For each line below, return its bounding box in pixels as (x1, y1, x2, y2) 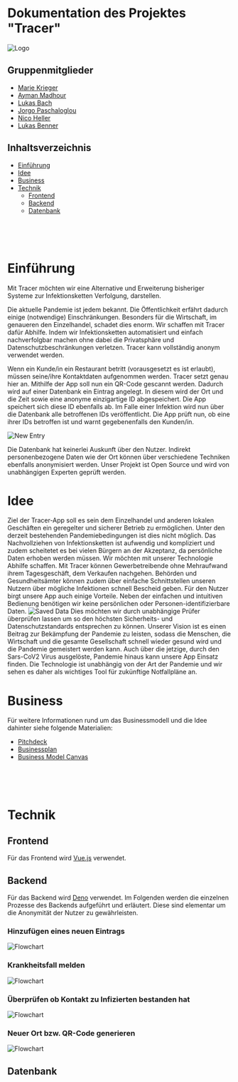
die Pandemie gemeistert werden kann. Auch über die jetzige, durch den (7, 645, 220, 654)
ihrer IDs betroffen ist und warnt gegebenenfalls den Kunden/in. (7, 417, 194, 426)
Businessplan (17, 745, 58, 753)
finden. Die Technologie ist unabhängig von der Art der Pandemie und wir (7, 660, 223, 669)
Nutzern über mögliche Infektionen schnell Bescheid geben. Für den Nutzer (7, 584, 229, 593)
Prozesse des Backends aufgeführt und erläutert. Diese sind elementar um (7, 901, 226, 910)
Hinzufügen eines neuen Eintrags (7, 927, 126, 937)
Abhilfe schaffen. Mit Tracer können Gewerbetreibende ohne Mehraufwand (7, 562, 228, 570)
